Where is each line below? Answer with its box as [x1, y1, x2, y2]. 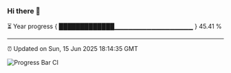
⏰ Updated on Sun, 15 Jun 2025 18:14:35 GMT [7, 45, 139, 53]
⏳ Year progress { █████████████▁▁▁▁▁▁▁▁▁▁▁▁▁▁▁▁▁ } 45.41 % [7, 22, 222, 30]
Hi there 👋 [7, 6, 41, 16]
